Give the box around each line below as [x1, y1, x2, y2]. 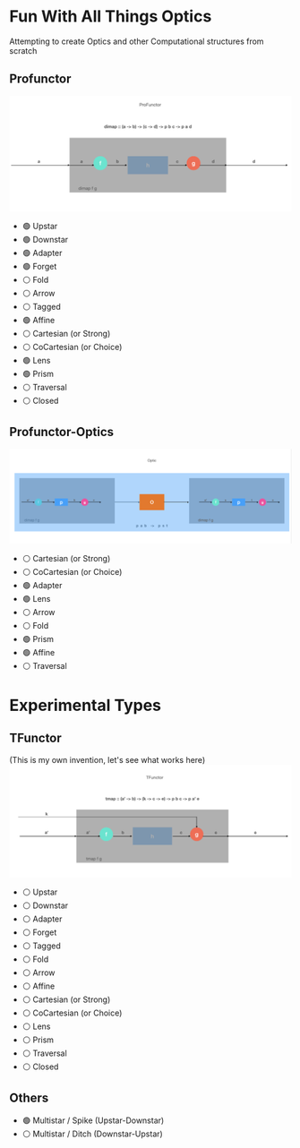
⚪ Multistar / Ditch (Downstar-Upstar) [21, 1128, 163, 1139]
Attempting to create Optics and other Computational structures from [9, 36, 264, 47]
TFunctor [9, 731, 63, 746]
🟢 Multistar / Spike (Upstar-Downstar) [21, 1115, 165, 1126]
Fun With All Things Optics [9, 6, 212, 27]
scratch [9, 45, 38, 56]
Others [9, 1091, 49, 1106]
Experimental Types [9, 695, 162, 715]
